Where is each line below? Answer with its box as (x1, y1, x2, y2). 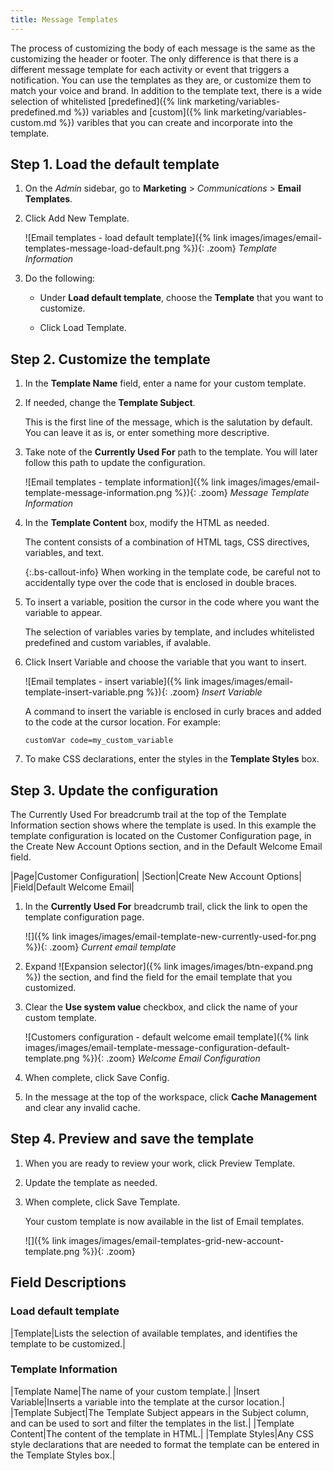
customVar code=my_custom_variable (24, 736, 174, 746)
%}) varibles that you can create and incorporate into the (58, 116, 293, 128)
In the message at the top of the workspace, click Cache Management (24, 1091, 318, 1103)
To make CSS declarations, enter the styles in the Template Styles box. (24, 753, 320, 765)
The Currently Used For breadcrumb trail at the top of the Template (10, 809, 287, 821)
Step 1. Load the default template (10, 156, 220, 173)
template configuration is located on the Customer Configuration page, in (10, 830, 312, 842)
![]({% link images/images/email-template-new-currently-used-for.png (24, 931, 317, 943)
